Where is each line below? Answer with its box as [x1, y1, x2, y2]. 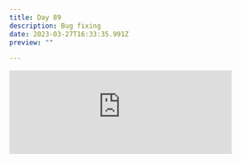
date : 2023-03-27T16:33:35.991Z [9, 29, 129, 38]
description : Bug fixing [9, 21, 101, 30]
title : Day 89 [9, 12, 62, 22]
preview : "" [9, 37, 53, 47]
